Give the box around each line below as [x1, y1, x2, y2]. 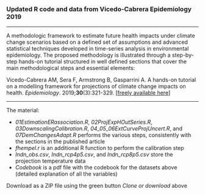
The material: [6, 107, 40, 114]
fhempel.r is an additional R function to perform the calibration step [15, 144, 184, 152]
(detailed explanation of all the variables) [15, 170, 118, 178]
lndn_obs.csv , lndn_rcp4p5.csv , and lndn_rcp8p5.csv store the [15, 151, 173, 158]
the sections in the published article [15, 138, 106, 145]
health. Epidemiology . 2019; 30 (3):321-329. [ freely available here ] [6, 89, 171, 96]
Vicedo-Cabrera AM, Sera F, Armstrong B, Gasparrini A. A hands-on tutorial [6, 76, 196, 83]
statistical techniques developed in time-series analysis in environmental [6, 45, 189, 52]
